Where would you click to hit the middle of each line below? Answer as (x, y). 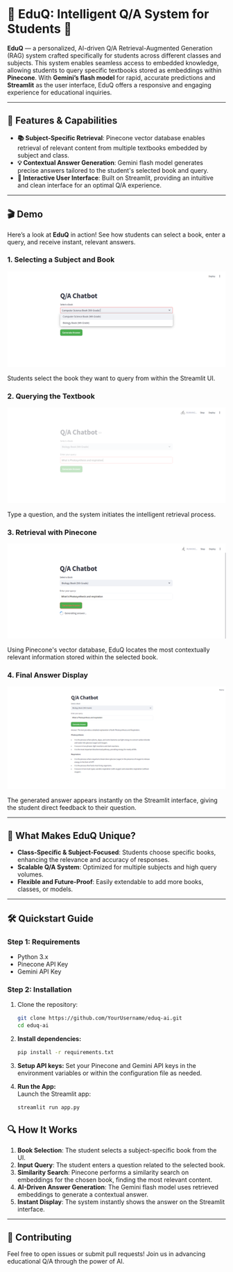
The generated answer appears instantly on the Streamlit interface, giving (113, 800)
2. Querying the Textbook (51, 396)
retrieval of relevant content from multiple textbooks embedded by (112, 148)
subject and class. (43, 155)
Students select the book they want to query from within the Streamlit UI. (111, 378)
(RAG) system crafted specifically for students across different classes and (114, 56)
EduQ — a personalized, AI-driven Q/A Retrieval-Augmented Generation (110, 48)
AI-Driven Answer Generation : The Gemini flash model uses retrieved (118, 1187)
